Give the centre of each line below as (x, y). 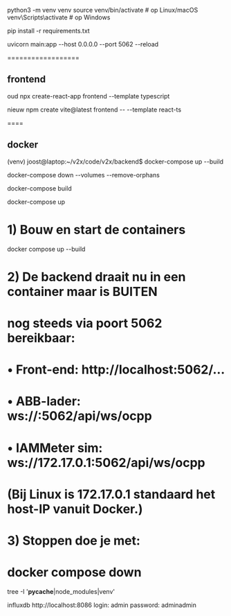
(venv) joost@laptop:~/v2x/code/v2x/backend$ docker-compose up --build (115, 161)
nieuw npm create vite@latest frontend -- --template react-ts (94, 109)
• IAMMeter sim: (55, 448)
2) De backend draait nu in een (96, 277)
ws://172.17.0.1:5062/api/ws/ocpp (106, 463)
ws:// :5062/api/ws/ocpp (80, 416)
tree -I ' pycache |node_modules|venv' (61, 591)
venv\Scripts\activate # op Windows (59, 17)
